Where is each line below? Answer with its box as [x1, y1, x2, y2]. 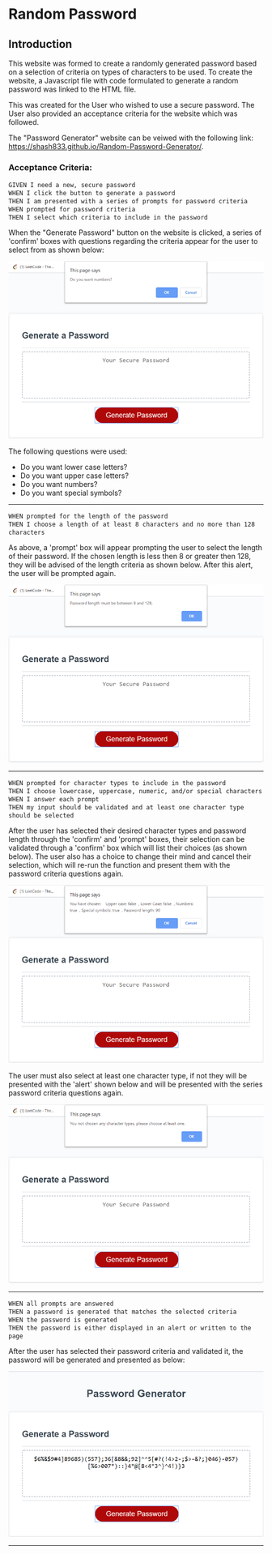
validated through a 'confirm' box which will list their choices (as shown [8, 843, 248, 852]
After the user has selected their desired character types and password [8, 826, 247, 835]
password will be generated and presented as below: [8, 1355, 185, 1364]
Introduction [8, 37, 73, 51]
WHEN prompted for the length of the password [8, 512, 168, 521]
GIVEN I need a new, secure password [8, 181, 136, 190]
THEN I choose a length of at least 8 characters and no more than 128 [8, 520, 255, 529]
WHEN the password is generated [8, 1316, 117, 1324]
